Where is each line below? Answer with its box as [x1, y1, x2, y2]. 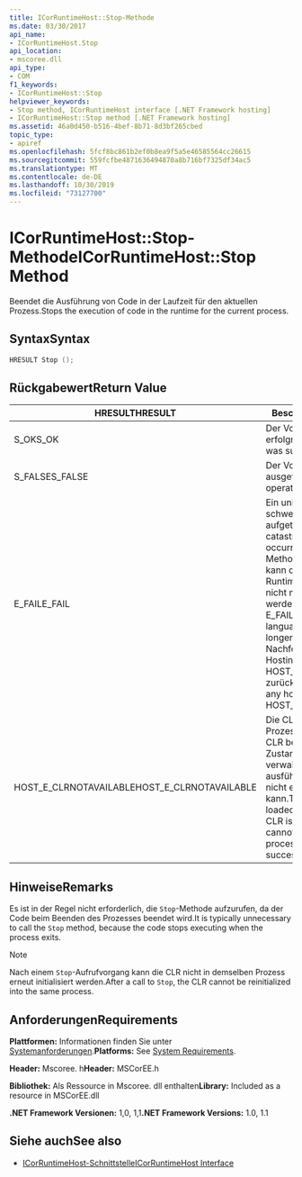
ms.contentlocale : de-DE [9, 172, 102, 181]
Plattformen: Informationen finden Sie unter [9, 1037, 173, 1047]
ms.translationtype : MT [9, 164, 99, 173]
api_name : [9, 30, 47, 39]
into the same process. [9, 986, 94, 997]
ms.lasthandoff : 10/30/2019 [9, 181, 115, 190]
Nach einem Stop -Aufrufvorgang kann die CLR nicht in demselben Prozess [9, 967, 286, 978]
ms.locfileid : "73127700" [9, 189, 106, 198]
